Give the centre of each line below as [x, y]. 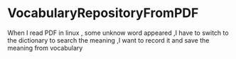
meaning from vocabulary [45, 48]
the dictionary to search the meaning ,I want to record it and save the [108, 40]
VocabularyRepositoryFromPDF [103, 13]
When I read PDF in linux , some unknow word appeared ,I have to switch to [118, 33]
